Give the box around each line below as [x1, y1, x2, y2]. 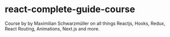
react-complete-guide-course [5, 4, 135, 15]
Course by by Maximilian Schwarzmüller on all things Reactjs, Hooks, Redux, [5, 20, 165, 26]
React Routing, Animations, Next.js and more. [5, 25, 100, 31]
